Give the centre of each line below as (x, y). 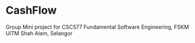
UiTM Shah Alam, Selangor (39, 33)
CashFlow (31, 10)
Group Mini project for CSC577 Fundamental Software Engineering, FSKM (97, 27)
